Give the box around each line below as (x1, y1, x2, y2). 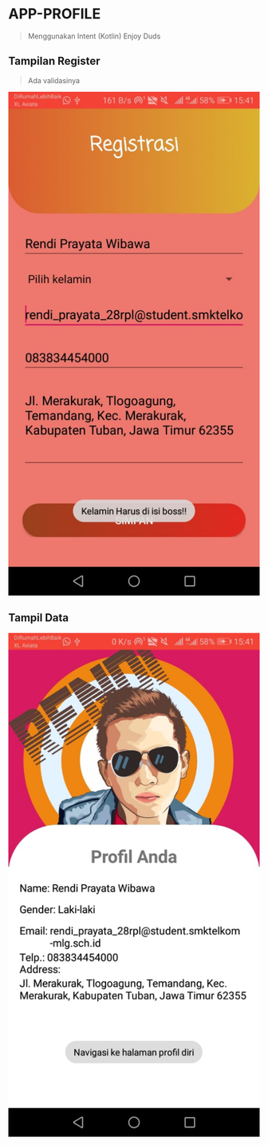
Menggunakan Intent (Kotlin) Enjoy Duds (27, 31, 161, 41)
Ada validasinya (27, 75, 81, 85)
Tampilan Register (8, 54, 101, 68)
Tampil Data (8, 611, 69, 624)
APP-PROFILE (8, 5, 101, 23)
